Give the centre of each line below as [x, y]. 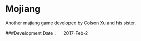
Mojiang [23, 9]
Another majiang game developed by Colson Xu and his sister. [71, 23]
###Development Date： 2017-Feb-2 [47, 33]
